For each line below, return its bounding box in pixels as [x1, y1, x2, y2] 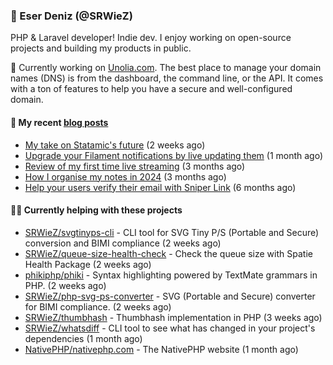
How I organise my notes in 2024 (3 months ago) [24, 170, 227, 183]
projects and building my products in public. [10, 42, 192, 54]
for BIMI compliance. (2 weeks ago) [24, 300, 172, 313]
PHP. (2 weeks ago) [24, 279, 107, 291]
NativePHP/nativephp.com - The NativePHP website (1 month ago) [24, 343, 299, 355]
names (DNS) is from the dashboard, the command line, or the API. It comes [10, 72, 324, 84]
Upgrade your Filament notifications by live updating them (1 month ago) [24, 149, 324, 161]
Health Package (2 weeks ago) [24, 258, 152, 270]
